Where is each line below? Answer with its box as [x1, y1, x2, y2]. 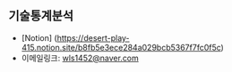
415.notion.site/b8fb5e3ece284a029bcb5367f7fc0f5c [21, 42, 221, 52]
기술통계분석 [8, 8, 73, 24]
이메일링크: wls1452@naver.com [21, 52, 140, 63]
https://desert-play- [56, 32, 131, 43]
